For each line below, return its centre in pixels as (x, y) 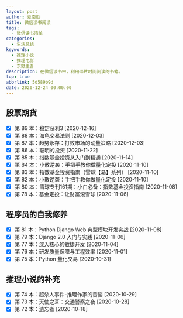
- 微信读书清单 (27, 33)
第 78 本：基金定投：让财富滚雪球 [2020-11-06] (71, 194)
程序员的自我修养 (37, 214)
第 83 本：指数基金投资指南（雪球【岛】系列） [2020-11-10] (87, 172)
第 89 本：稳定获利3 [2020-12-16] (55, 128)
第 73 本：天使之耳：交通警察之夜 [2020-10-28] (72, 302)
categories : (20, 39)
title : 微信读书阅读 (28, 22)
